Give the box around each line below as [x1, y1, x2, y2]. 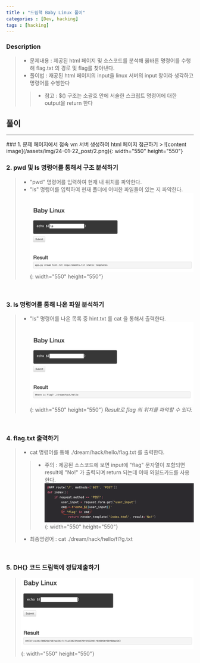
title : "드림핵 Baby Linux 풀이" [6, 10, 86, 15]
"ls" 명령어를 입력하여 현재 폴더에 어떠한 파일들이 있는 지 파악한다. [29, 185, 183, 193]
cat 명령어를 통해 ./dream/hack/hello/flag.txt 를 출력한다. [29, 449, 165, 456]
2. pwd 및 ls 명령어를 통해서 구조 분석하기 [6, 164, 118, 172]
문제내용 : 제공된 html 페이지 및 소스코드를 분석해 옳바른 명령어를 [29, 57, 180, 64]
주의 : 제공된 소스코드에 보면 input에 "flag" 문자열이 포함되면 [44, 462, 186, 469]
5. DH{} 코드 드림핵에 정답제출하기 [6, 564, 100, 572]
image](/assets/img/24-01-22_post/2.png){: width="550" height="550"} [6, 148, 183, 155]
